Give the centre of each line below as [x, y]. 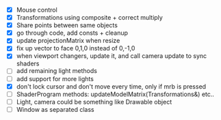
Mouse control [37, 10]
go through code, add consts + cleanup [72, 33]
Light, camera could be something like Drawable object [94, 102]
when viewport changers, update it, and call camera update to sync [112, 56]
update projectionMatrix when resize [68, 41]
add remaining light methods [56, 71]
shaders [28, 63]
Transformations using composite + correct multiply [90, 18]
